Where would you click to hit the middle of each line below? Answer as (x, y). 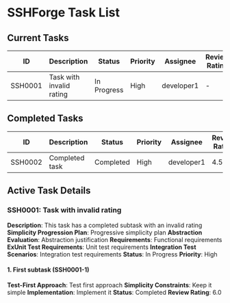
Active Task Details (49, 190)
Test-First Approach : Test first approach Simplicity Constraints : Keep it (110, 285)
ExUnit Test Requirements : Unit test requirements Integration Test (102, 247)
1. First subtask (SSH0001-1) (48, 270)
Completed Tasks (45, 119)
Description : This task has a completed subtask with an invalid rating (105, 225)
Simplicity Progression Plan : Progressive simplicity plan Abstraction (105, 232)
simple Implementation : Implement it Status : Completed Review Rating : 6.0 (114, 292)
